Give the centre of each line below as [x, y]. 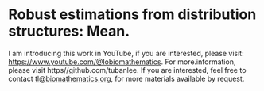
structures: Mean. [69, 31]
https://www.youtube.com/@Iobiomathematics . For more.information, [122, 62]
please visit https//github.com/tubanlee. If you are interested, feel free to [127, 70]
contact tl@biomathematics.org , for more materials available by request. [126, 78]
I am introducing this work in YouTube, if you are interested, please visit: [126, 53]
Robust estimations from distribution [132, 15]
